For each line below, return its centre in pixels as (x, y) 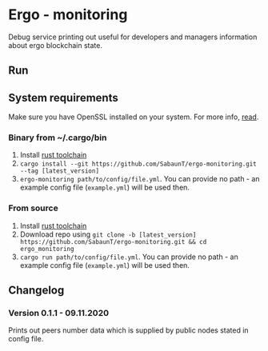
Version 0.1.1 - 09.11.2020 (59, 313)
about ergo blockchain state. (55, 45)
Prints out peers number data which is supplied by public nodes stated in (129, 330)
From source (33, 208)
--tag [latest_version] (60, 171)
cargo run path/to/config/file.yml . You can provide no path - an (129, 257)
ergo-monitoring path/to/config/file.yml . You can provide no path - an (140, 179)
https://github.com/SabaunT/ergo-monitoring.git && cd (113, 241)
